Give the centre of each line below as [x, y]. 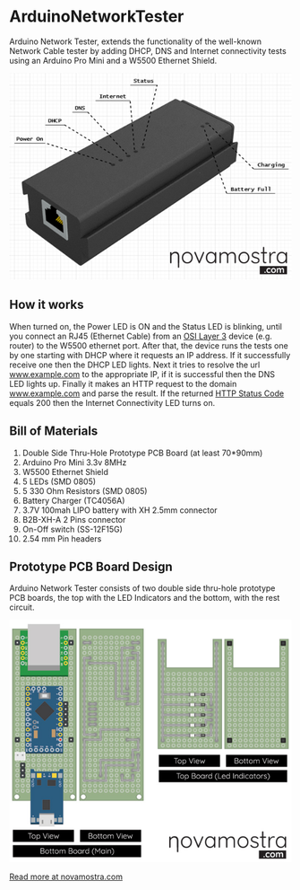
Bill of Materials [54, 432]
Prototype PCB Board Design [91, 566]
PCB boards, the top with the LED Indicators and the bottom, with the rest [145, 598]
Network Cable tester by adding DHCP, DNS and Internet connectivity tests [148, 50]
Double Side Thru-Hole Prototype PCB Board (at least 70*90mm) [142, 453]
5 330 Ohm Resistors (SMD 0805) [85, 490]
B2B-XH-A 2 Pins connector [74, 519]
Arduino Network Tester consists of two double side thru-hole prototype [142, 588]
